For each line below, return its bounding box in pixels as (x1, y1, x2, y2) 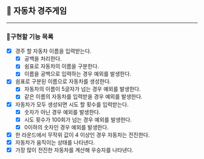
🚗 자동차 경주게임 (6, 5, 67, 16)
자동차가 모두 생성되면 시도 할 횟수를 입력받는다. (15, 101, 129, 108)
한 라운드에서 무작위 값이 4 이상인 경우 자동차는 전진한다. (15, 131, 150, 138)
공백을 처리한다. (24, 55, 62, 63)
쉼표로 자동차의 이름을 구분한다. (24, 63, 99, 70)
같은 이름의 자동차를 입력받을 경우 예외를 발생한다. (24, 93, 143, 100)
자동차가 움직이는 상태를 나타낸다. (15, 138, 95, 146)
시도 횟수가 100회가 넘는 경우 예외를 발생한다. (24, 116, 132, 123)
